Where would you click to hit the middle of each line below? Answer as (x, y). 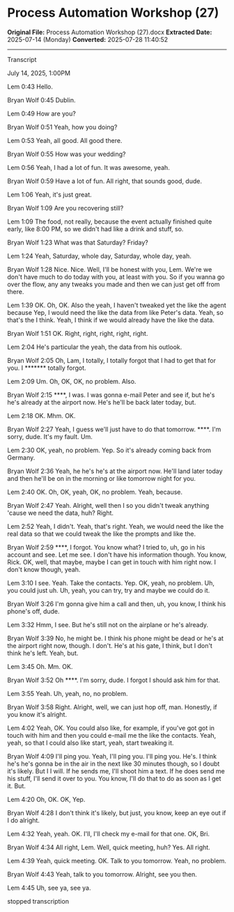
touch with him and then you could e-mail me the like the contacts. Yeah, (112, 735)
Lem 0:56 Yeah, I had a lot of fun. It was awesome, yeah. (89, 167)
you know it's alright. (37, 714)
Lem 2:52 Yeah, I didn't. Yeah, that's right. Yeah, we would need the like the (116, 526)
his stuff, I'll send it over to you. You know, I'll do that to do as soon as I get (114, 778)
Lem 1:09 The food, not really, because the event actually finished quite (110, 222)
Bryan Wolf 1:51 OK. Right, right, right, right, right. (78, 333)
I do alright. (24, 820)
